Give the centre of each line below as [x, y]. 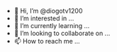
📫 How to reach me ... [47, 41]
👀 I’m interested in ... [44, 18]
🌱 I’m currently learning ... [52, 26]
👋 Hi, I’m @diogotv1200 [48, 11]
